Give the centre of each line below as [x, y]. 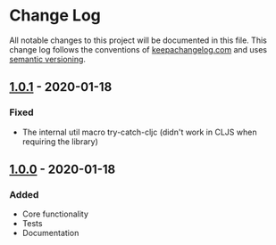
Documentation [50, 233]
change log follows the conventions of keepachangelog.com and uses [138, 49]
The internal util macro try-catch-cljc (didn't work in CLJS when [139, 132]
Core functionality [55, 214]
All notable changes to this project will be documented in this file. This [138, 40]
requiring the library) [60, 141]
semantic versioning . [48, 59]
